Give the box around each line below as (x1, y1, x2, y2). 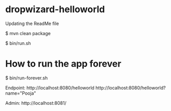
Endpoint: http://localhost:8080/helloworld (5, 85, 94, 91)
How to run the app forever (5, 58, 121, 70)
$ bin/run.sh (5, 40, 31, 46)
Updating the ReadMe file (5, 20, 59, 26)
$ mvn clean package (5, 30, 51, 36)
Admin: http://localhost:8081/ (5, 100, 67, 106)
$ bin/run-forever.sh (5, 75, 48, 81)
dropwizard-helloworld (5, 4, 105, 15)
